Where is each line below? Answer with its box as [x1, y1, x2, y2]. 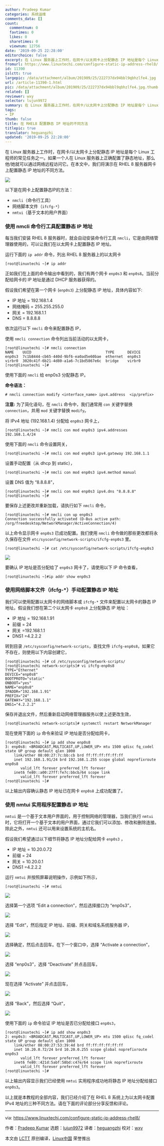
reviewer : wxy [5, 94, 34, 99]
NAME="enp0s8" [5, 685, 34, 689]
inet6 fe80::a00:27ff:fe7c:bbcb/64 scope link [14, 770, 110, 775]
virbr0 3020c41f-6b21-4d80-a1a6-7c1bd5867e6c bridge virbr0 [5, 358, 141, 363]
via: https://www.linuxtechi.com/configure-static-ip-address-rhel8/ [5, 1115, 141, 1121]
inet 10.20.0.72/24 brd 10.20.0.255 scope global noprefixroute [14, 1047, 147, 1052]
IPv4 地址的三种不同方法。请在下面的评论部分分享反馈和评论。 [5, 1100, 131, 1106]
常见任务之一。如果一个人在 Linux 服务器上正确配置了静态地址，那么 [18, 155, 155, 161]
